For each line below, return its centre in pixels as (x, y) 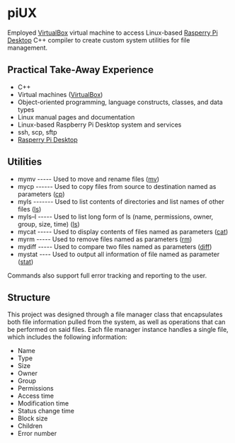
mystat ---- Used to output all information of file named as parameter (119, 254)
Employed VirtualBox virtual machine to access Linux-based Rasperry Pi (113, 33)
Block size (33, 418)
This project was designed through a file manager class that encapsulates (115, 315)
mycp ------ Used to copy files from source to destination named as (117, 186)
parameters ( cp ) (41, 194)
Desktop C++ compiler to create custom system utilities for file (99, 40)
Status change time (46, 411)
